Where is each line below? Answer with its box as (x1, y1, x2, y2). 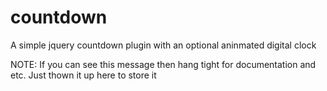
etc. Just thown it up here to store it (10, 69, 157, 81)
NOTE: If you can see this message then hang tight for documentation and (10, 58, 317, 70)
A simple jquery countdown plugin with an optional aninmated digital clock (10, 39, 317, 51)
